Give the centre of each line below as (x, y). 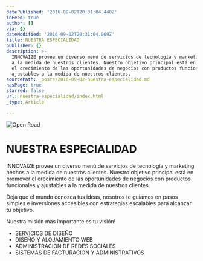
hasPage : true (24, 85)
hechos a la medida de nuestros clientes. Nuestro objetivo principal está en (100, 172)
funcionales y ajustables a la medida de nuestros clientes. (78, 185)
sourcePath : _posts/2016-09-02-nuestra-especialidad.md (78, 79)
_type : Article (25, 102)
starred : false (25, 91)
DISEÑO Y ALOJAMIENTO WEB (54, 239)
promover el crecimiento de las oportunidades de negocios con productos (99, 179)
